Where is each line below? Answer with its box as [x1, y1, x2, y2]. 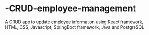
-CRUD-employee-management [5, 3, 136, 14]
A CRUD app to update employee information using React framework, [5, 19, 144, 25]
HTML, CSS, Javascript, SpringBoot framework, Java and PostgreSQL [5, 24, 145, 30]
